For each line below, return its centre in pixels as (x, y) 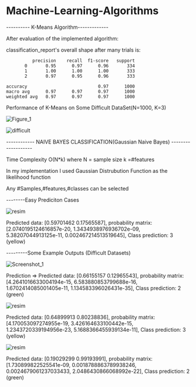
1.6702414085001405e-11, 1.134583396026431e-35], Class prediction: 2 (94, 288)
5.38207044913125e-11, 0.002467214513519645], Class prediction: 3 (89, 235)
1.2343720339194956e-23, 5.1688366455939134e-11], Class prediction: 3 (96, 329)
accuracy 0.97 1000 (70, 86)
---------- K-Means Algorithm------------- (57, 27)
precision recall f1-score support (83, 61)
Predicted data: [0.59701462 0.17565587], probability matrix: (79, 222)
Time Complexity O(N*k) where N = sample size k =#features (80, 159)
